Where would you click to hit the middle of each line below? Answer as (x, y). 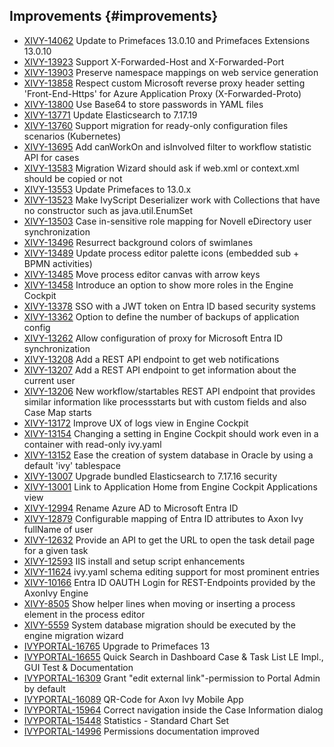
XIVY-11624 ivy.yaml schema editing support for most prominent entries (171, 571)
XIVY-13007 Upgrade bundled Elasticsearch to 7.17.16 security (150, 476)
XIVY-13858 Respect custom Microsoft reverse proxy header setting (164, 83)
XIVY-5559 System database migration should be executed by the (159, 625)
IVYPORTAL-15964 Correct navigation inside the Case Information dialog (173, 710)
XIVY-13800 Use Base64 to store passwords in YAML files (143, 104)
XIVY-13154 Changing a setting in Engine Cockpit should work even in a (171, 433)
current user (49, 380)
